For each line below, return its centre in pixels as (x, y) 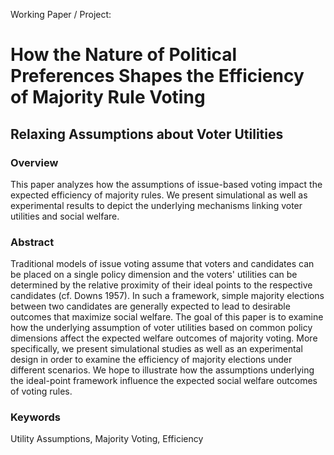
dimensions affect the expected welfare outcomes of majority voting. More (164, 338)
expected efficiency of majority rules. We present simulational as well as (159, 195)
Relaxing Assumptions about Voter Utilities (147, 134)
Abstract (32, 242)
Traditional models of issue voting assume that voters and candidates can (162, 264)
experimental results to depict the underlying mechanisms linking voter (156, 205)
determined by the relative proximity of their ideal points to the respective (161, 285)
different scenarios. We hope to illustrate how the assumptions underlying (162, 370)
